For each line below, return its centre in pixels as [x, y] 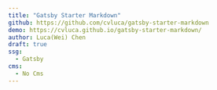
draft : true [28, 45]
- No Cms [29, 74]
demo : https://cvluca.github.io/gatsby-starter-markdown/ [105, 30]
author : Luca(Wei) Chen [47, 37]
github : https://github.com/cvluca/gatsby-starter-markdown [109, 23]
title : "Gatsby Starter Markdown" [65, 15]
